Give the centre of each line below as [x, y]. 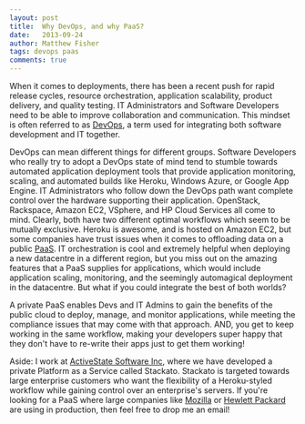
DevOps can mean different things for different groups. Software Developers [153, 152]
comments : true [38, 60]
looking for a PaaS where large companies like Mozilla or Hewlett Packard [147, 400]
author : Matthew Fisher [55, 43]
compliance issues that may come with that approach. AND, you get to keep [152, 324]
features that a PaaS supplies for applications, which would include [135, 268]
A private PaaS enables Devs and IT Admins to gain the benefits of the [141, 305]
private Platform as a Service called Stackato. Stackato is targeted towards [149, 371]
